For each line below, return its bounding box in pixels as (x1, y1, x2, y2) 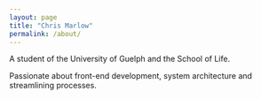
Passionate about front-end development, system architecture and (9, 71, 253, 81)
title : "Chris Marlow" (9, 21, 93, 30)
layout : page (9, 12, 58, 22)
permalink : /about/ (9, 29, 82, 38)
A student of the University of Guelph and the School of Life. (9, 54, 231, 65)
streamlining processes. (9, 80, 98, 91)
